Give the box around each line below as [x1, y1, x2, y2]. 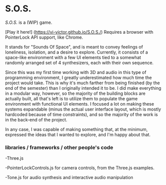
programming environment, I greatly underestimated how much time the [5, 74, 152, 80]
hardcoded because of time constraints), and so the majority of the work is [5, 111, 158, 117]
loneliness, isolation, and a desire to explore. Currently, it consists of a [5, 49, 148, 55]
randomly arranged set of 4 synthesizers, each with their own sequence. [5, 60, 154, 65]
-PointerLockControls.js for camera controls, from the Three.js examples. [5, 165, 155, 171]
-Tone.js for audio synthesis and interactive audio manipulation [5, 175, 134, 181]
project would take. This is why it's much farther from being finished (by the [5, 80, 160, 86]
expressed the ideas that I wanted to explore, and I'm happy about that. [5, 131, 151, 137]
